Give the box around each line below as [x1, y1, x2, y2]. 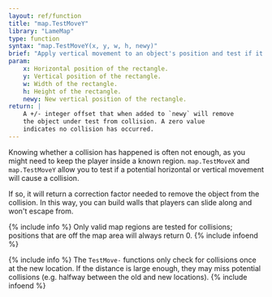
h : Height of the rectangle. [23, 87, 122, 96]
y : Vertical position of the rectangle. [23, 72, 162, 80]
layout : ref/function [8, 11, 82, 20]
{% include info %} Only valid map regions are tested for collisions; [8, 222, 233, 231]
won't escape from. [8, 206, 74, 216]
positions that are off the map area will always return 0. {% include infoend [8, 230, 258, 240]
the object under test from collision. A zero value [23, 118, 205, 126]
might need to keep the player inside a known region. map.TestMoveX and [8, 156, 250, 166]
